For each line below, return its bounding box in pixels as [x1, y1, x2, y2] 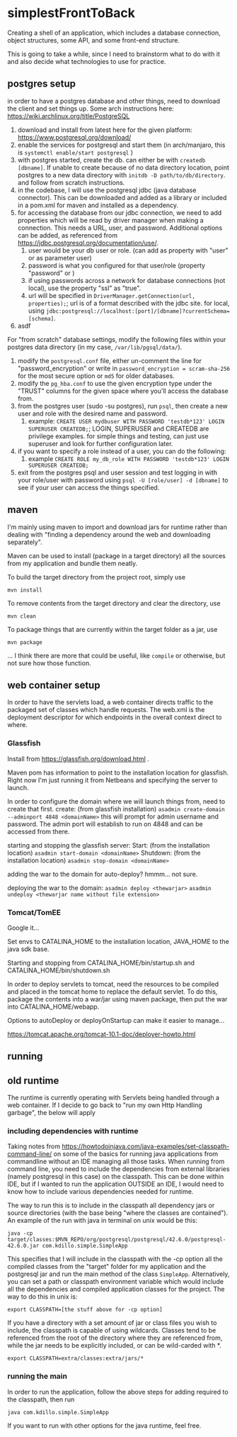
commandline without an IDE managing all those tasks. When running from [7, 1158, 225, 1166]
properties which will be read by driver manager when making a [17, 216, 204, 224]
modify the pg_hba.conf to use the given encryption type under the [17, 379, 212, 387]
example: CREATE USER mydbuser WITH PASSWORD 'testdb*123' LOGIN [28, 416, 225, 425]
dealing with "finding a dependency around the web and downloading [7, 530, 211, 538]
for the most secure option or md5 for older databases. [17, 371, 175, 380]
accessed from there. [7, 827, 70, 836]
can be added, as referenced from [17, 231, 118, 239]
